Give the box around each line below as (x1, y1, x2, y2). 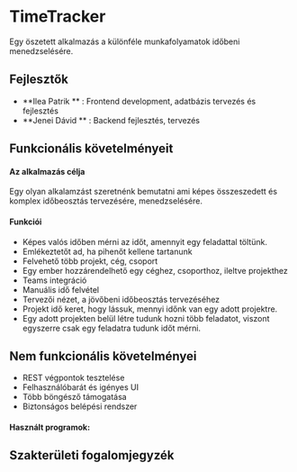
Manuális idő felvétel (22, 284, 100, 295)
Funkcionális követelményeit (9, 141, 174, 157)
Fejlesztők (9, 72, 69, 87)
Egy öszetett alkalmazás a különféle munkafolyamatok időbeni (9, 36, 240, 47)
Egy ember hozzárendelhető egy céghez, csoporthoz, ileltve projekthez (22, 265, 288, 276)
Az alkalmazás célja (9, 166, 85, 177)
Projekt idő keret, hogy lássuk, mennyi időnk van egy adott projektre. (22, 304, 278, 314)
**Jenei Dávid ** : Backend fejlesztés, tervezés (22, 114, 201, 125)
